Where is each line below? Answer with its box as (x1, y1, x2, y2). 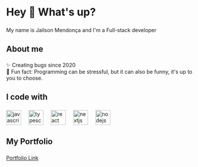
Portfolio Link (6, 155, 39, 162)
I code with (6, 92, 48, 102)
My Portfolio (6, 137, 53, 147)
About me (6, 44, 43, 54)
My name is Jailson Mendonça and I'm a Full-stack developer (6, 27, 157, 34)
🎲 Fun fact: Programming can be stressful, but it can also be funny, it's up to (6, 68, 193, 75)
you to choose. (6, 74, 43, 82)
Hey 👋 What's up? (6, 5, 96, 19)
